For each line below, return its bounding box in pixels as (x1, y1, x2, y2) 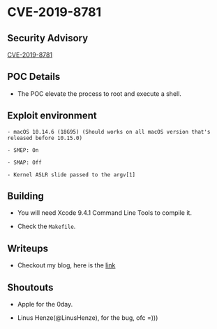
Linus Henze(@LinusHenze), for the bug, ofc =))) (17, 314, 158, 322)
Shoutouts (7, 281, 54, 293)
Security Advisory (7, 32, 89, 44)
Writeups (7, 242, 49, 254)
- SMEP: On (7, 146, 39, 154)
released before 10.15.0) (7, 134, 82, 141)
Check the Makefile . (17, 222, 76, 231)
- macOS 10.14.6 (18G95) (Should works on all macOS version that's (7, 128, 211, 135)
